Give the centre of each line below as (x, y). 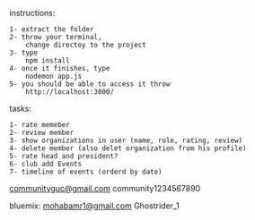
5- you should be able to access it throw (90, 84)
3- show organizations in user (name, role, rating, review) (126, 140)
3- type (24, 53)
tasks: (21, 108)
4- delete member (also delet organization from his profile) (128, 148)
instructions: (32, 13)
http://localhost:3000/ (70, 92)
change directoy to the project (86, 45)
